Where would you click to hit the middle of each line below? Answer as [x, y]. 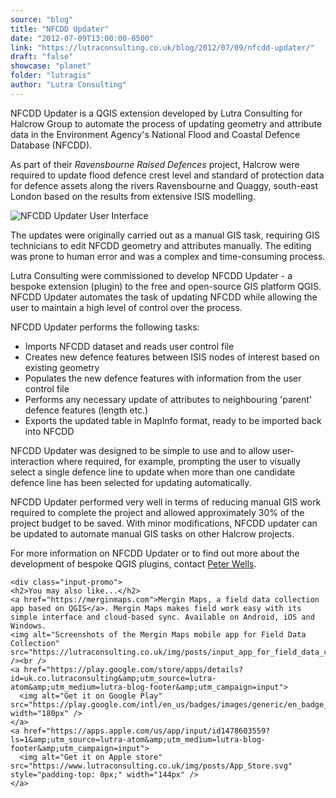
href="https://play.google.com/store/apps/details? [133, 669]
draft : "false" [42, 57]
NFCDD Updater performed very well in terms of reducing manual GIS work [166, 502]
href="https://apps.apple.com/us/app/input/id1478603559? [147, 731]
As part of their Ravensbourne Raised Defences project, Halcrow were [155, 164]
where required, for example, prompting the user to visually [179, 461]
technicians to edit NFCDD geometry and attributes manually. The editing [161, 245]
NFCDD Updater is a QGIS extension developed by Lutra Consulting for [156, 113]
